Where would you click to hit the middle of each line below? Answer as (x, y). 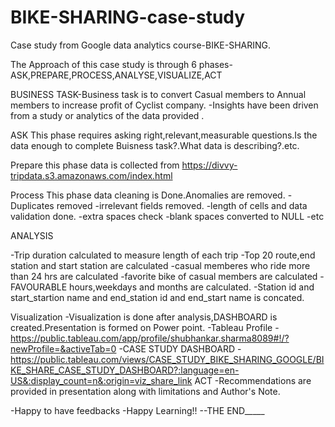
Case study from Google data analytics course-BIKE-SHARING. (141, 45)
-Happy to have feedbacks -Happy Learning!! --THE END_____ (137, 410)
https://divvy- (209, 165)
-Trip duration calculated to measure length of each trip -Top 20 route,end (163, 255)
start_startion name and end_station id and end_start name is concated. (157, 297)
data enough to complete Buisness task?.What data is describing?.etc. (155, 145)
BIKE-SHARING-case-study (128, 17)
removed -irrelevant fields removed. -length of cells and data (182, 205)
